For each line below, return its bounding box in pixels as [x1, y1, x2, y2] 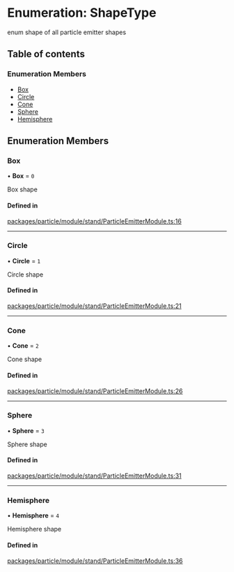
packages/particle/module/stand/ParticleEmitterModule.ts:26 [7, 386, 183, 395]
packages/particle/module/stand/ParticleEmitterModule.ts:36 [7, 557, 183, 565]
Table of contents [7, 48, 85, 60]
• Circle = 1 [7, 256, 41, 265]
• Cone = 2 [7, 342, 40, 350]
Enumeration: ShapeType [7, 5, 157, 21]
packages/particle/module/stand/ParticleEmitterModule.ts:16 [7, 217, 182, 225]
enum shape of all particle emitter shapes [7, 28, 127, 36]
